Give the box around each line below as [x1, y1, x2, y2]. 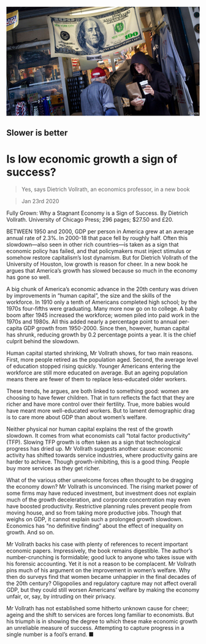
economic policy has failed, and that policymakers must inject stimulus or [6, 247, 192, 255]
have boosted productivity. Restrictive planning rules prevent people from [6, 502, 193, 510]
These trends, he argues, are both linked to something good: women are [6, 387, 189, 395]
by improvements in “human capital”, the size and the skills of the [6, 292, 172, 299]
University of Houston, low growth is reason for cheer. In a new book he [6, 260, 188, 268]
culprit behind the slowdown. [6, 337, 80, 344]
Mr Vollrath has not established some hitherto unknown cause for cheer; [6, 604, 189, 611]
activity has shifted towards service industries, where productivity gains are [6, 451, 198, 459]
